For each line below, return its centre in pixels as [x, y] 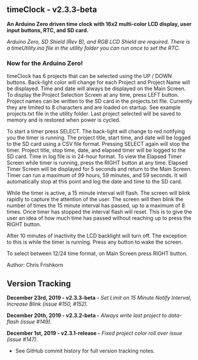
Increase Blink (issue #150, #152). [47, 304]
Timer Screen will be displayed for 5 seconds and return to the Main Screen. [99, 169]
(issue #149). [36, 322]
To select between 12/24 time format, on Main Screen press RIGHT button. [97, 254]
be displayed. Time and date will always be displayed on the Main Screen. [96, 89]
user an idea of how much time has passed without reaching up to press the [99, 218]
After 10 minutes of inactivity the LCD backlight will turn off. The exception [97, 236]
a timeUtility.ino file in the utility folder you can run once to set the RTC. [93, 48]
